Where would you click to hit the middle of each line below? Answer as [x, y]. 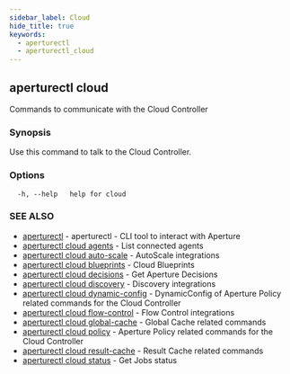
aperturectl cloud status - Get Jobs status [100, 360]
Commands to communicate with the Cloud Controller [109, 109]
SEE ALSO [32, 217]
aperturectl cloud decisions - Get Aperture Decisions [120, 274]
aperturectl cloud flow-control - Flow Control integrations [128, 312]
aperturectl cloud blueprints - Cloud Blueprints [108, 264]
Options [27, 175]
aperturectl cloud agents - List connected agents [113, 245]
